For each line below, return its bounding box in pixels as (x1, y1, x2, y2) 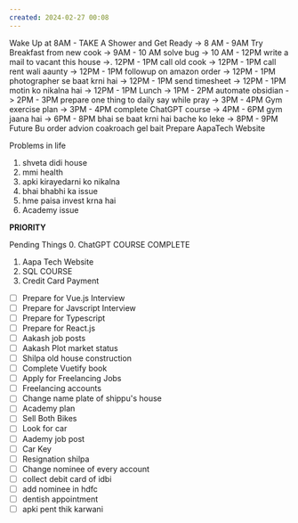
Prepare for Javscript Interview (21, 302, 136, 313)
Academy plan (21, 403, 76, 414)
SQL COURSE (21, 266, 73, 276)
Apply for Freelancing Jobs (21, 373, 122, 384)
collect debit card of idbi (21, 473, 112, 484)
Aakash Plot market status (21, 342, 118, 353)
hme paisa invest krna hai (21, 195, 117, 206)
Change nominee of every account (21, 463, 149, 474)
